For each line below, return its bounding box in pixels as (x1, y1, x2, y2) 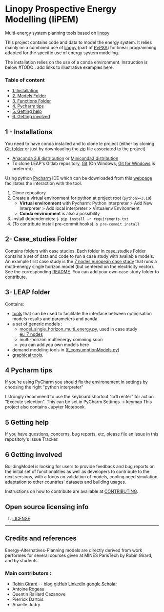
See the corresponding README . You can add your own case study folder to (5, 268, 159, 274)
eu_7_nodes (19, 331, 43, 337)
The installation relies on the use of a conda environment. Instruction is (5, 59, 148, 65)
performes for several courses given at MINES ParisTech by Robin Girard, (5, 552, 153, 558)
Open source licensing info (5, 503, 89, 511)
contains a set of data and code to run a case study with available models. (5, 253, 155, 259)
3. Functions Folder (12, 98, 51, 104)
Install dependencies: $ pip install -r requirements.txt (12, 216, 129, 222)
